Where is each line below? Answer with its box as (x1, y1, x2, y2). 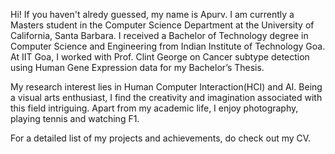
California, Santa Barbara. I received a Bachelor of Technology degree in (10, 30, 309, 41)
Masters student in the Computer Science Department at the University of (10, 19, 315, 31)
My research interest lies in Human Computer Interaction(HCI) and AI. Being (10, 81, 323, 93)
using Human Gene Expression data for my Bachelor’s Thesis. (10, 62, 265, 73)
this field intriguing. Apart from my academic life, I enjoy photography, (10, 102, 299, 114)
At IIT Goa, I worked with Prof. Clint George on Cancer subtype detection (10, 51, 310, 63)
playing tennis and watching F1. (10, 113, 140, 124)
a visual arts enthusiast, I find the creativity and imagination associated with (10, 92, 323, 103)
